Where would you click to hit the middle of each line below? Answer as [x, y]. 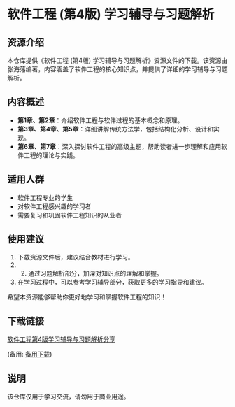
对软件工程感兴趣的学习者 [54, 206]
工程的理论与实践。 [51, 155]
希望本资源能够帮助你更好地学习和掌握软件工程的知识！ [87, 297]
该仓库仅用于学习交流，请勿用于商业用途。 [69, 397]
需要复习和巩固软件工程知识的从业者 [70, 215]
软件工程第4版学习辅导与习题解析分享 [62, 339]
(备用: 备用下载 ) [30, 355]
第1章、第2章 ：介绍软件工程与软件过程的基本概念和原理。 [100, 120]
